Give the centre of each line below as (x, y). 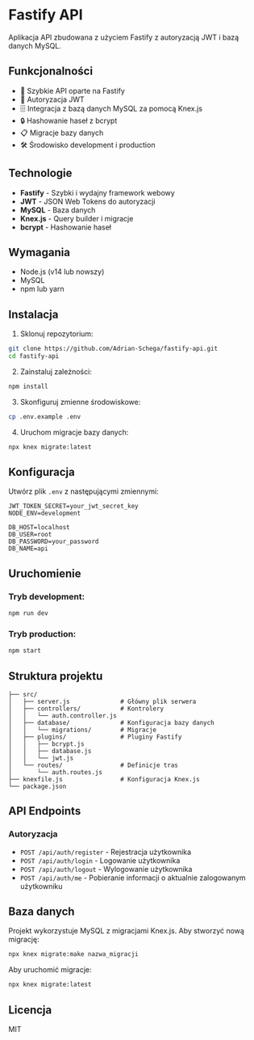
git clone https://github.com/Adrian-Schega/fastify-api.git (113, 349)
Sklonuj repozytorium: (57, 334)
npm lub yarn (42, 289)
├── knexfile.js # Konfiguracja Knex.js (104, 779)
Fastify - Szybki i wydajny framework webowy (97, 192)
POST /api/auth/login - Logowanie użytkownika (100, 860)
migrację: (24, 940)
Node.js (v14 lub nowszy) (62, 272)
